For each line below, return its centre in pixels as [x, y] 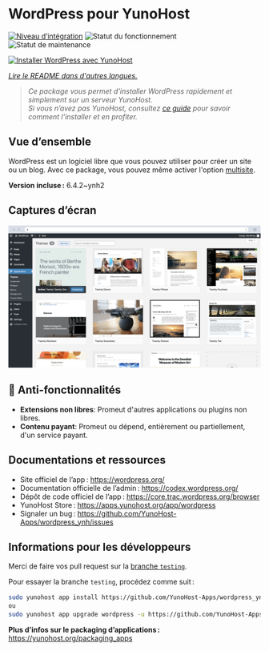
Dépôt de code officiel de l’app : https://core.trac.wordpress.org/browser [140, 496]
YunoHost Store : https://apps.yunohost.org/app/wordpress [118, 504]
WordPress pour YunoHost [99, 14]
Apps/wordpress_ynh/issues [66, 522]
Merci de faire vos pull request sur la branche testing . [98, 566]
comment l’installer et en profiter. [82, 116]
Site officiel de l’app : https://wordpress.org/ [92, 479]
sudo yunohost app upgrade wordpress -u [77, 615]
